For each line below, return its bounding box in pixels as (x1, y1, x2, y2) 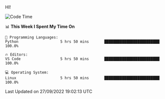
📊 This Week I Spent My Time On (5, 24, 75, 29)
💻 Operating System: (5, 70, 49, 75)
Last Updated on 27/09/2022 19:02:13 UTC (5, 89, 93, 94)
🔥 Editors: (5, 52, 28, 57)
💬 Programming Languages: (5, 35, 58, 40)
